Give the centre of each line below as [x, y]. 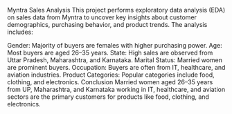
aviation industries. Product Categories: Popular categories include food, [111, 75]
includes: [20, 32]
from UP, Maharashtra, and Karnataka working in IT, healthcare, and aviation [116, 89]
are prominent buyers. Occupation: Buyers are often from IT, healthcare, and [116, 67]
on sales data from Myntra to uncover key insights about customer [102, 17]
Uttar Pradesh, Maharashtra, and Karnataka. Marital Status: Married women [115, 60]
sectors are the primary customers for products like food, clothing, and [108, 97]
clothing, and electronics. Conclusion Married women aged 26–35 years [110, 82]
